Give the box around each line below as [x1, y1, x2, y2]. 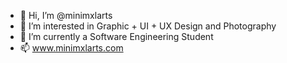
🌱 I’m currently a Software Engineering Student [19, 31, 214, 42]
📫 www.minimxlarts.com [19, 42, 124, 54]
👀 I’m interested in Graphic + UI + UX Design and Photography [19, 20, 277, 32]
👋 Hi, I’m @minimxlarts [19, 10, 113, 21]
